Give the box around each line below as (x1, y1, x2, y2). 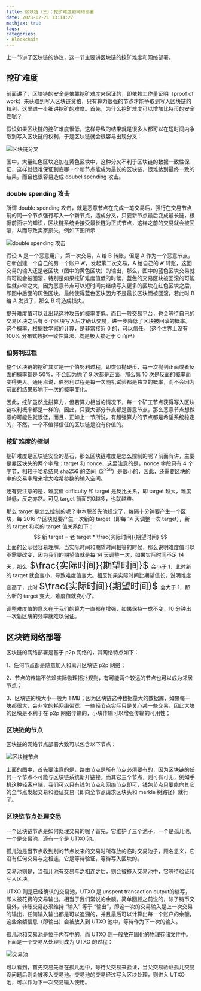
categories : (6, 31, 36, 37)
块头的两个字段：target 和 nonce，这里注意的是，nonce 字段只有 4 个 (22, 459, 193, 467)
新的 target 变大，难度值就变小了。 (11, 592, 98, 599)
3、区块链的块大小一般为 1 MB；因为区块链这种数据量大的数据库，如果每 (6, 695, 185, 702)
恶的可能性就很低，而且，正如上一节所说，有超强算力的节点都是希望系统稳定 (6, 414, 195, 421)
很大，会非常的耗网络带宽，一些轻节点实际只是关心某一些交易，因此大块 (16, 702, 195, 710)
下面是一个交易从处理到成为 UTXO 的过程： (6, 938, 114, 945)
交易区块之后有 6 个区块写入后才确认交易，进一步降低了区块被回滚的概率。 (6, 317, 191, 325)
